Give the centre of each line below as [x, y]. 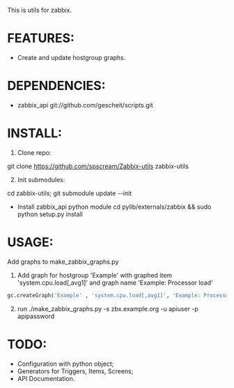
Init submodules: [41, 179]
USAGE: [30, 242]
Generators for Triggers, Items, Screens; [75, 371]
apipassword [36, 316]
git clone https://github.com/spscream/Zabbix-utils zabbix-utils [98, 166]
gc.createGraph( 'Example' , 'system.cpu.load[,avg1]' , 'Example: [104, 295]
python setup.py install [50, 214]
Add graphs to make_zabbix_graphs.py [63, 262]
